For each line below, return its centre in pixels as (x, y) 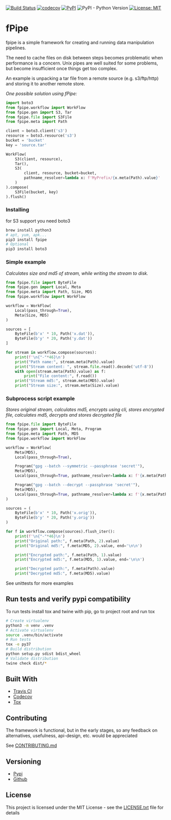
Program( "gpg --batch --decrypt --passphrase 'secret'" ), (77, 485)
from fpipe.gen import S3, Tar (39, 112)
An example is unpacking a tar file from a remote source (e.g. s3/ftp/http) (82, 78)
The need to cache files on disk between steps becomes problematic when (84, 57)
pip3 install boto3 (26, 249)
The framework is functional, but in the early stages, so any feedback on (82, 730)
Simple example (26, 262)
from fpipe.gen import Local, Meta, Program (54, 429)
